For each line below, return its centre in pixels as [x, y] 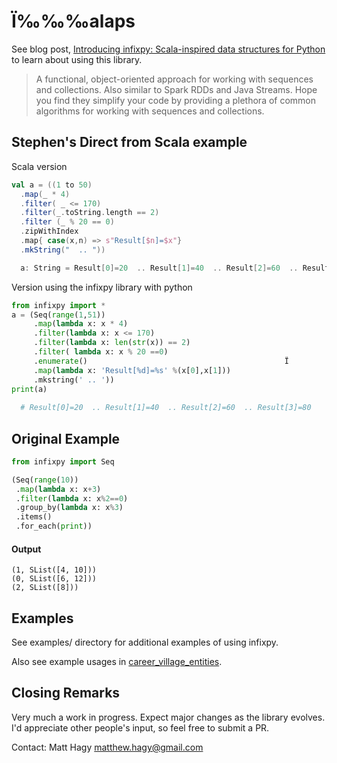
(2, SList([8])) [45, 588]
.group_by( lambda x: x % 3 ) [69, 508]
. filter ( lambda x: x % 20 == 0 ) [101, 352]
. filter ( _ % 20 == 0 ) [67, 222]
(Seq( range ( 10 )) [45, 480]
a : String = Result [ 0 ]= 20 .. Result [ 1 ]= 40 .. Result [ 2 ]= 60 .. [159, 268]
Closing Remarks [66, 693]
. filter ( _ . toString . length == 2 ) [90, 213]
